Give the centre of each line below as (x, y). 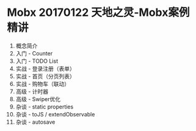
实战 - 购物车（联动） (43, 83)
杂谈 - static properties (45, 107)
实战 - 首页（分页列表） (45, 76)
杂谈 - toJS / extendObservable (55, 114)
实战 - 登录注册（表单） (45, 68)
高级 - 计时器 (32, 91)
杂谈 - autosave (35, 122)
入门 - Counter (34, 53)
